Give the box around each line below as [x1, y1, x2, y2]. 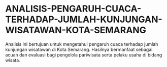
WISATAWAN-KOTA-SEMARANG [5, 25, 146, 36]
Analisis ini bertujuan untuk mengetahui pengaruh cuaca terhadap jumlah [5, 41, 158, 47]
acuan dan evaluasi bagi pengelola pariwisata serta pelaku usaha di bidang [5, 51, 162, 58]
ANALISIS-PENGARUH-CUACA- [5, 3, 142, 15]
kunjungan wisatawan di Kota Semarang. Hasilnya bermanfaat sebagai [5, 46, 153, 52]
